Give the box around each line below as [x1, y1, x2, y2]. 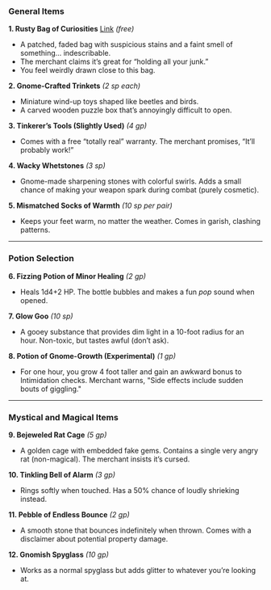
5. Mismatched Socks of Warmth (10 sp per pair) [8, 200, 173, 211]
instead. [19, 494, 48, 504]
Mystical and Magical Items [8, 411, 119, 423]
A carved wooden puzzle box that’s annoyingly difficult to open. [19, 105, 232, 115]
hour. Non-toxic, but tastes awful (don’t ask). [19, 335, 169, 345]
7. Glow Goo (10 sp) [8, 311, 74, 321]
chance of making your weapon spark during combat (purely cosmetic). [19, 185, 260, 195]
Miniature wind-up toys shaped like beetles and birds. [19, 97, 199, 107]
